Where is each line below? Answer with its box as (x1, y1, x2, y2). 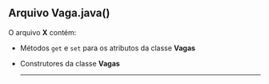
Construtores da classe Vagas (19, 58, 120, 68)
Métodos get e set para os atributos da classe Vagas (19, 43, 196, 53)
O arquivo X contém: (8, 27, 77, 37)
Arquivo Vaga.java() (8, 6, 110, 20)
